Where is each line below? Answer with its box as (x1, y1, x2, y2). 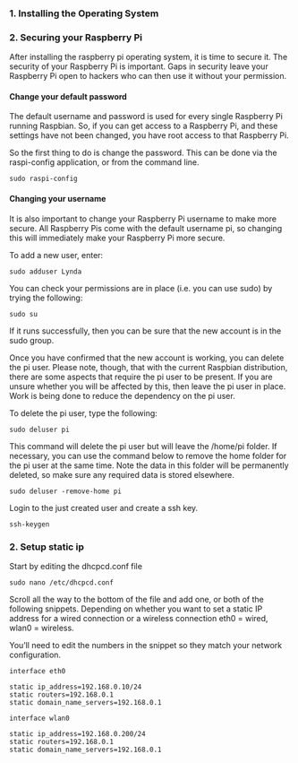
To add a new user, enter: (9, 249, 104, 260)
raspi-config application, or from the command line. (9, 157, 200, 168)
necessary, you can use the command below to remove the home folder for (9, 450, 287, 461)
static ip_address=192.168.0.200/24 (9, 729, 146, 738)
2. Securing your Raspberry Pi (9, 30, 143, 43)
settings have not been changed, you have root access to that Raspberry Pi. (9, 130, 289, 141)
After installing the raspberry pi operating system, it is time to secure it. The (9, 52, 288, 63)
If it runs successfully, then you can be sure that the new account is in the (9, 325, 282, 336)
